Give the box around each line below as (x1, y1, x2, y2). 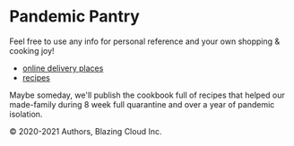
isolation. (9, 108, 43, 119)
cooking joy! (9, 45, 56, 56)
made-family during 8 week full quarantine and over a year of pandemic (9, 99, 275, 109)
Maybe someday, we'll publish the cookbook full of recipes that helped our (9, 90, 285, 100)
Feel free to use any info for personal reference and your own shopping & (9, 36, 281, 47)
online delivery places (22, 63, 104, 73)
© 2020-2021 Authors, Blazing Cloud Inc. (9, 125, 162, 136)
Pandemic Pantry (9, 6, 141, 27)
